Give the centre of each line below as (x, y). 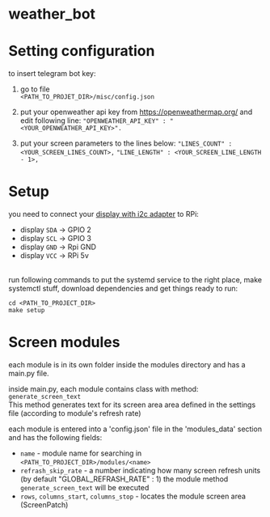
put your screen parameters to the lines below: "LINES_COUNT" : (126, 143)
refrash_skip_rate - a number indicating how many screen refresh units (140, 470)
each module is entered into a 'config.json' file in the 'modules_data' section (135, 429)
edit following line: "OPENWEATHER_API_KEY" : (93, 121)
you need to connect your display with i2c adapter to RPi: (104, 214)
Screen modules (64, 343)
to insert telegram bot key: (52, 74)
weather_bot (52, 14)
